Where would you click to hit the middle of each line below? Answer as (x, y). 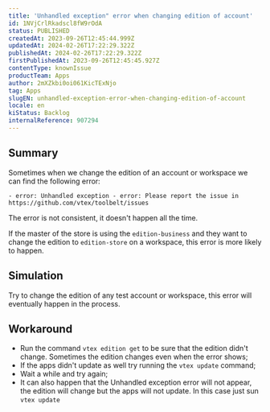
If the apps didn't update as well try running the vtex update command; (138, 365)
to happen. (26, 250)
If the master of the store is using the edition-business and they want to (128, 233)
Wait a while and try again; (64, 374)
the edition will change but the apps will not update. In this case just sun (139, 391)
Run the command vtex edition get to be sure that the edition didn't (134, 348)
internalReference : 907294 (53, 121)
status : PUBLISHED (39, 31)
